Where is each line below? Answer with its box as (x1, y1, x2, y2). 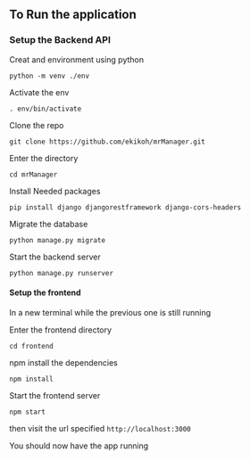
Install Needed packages (9, 185, 101, 196)
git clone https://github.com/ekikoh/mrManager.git (9, 137, 205, 146)
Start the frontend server (9, 390, 101, 400)
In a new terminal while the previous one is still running (9, 307, 212, 317)
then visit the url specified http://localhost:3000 (9, 423, 191, 433)
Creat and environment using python (9, 53, 145, 65)
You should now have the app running (9, 440, 149, 451)
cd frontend (9, 341, 54, 350)
